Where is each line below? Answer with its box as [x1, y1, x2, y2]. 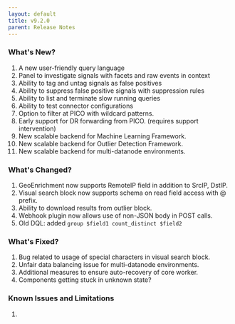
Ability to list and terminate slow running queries [18, 93, 161, 102]
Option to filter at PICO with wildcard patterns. [18, 108, 155, 118]
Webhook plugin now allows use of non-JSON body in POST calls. [18, 211, 213, 220]
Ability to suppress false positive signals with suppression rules [18, 86, 205, 95]
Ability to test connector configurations [18, 101, 134, 110]
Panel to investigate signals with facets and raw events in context [18, 71, 211, 79]
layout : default [8, 10, 56, 18]
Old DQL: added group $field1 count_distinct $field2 [18, 218, 182, 227]
